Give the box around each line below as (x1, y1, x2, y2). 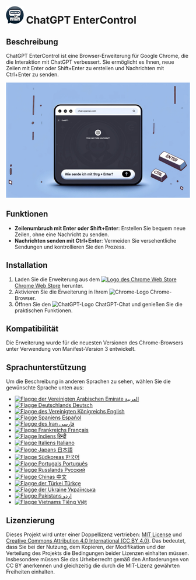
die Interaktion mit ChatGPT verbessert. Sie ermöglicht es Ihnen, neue (6, 58, 174, 65)
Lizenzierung (6, 515, 55, 526)
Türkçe (64, 480, 82, 487)
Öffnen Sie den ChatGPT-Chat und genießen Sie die (14, 301, 183, 308)
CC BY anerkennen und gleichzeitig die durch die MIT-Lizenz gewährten (6, 562, 180, 569)
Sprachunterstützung (6, 362, 86, 372)
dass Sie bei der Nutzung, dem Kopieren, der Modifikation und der (6, 544, 166, 551)
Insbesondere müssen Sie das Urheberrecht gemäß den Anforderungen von (6, 556, 189, 563)
